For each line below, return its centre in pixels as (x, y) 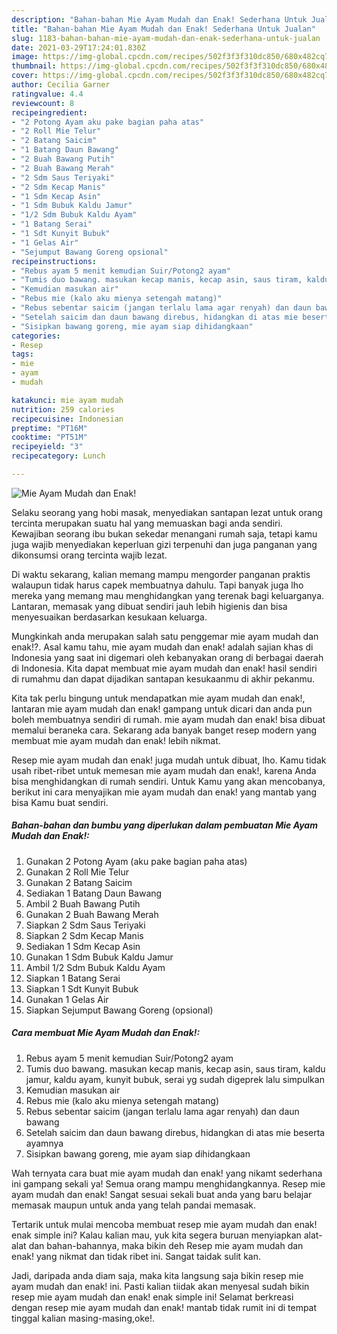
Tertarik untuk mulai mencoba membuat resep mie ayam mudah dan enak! (164, 1224)
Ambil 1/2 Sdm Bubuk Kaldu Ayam (95, 967)
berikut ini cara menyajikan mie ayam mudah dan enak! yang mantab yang (164, 792)
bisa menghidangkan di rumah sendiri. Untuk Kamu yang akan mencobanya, (168, 781)
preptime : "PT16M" (49, 428)
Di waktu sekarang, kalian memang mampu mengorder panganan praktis (161, 574)
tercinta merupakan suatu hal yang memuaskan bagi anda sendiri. (147, 523)
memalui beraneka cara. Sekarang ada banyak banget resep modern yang (164, 730)
